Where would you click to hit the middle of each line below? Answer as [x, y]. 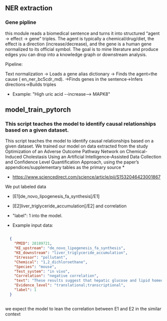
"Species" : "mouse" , [35, 267]
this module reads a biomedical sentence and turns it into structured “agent [83, 33]
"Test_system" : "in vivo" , [42, 271]
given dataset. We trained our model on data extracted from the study [77, 146]
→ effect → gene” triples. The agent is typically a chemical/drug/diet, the [80, 38]
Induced [14, 157]
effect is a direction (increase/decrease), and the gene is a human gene [78, 44]
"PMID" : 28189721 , [33, 244]
